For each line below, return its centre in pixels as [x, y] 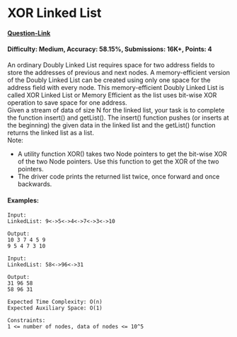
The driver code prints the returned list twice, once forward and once [118, 176]
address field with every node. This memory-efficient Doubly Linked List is [116, 87]
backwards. [35, 184]
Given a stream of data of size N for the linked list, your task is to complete [116, 110]
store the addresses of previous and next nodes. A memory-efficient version [119, 72]
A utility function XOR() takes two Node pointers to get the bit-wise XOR [122, 154]
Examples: [23, 200]
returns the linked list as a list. [51, 132]
